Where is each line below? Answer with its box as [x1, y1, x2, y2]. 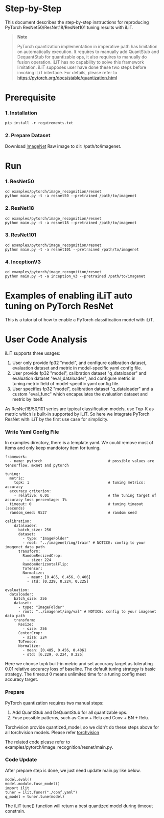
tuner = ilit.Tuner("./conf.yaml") [5, 790, 78, 795]
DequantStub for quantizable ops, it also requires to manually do [17, 54, 147, 59]
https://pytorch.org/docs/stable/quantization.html [17, 75, 117, 81]
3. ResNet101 [5, 231, 37, 238]
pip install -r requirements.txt [5, 121, 73, 126]
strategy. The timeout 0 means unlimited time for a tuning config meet [5, 671, 146, 677]
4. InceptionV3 [5, 258, 41, 265]
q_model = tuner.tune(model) [5, 794, 65, 799]
